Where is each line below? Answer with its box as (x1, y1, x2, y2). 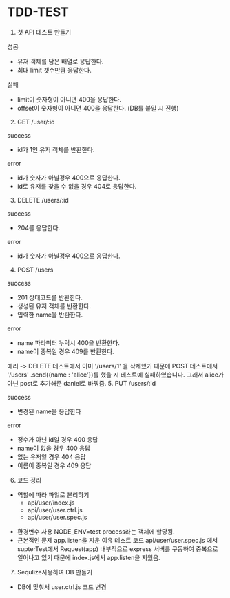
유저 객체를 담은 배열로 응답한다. (17, 57, 104, 66)
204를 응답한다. (17, 223, 61, 232)
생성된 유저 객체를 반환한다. (17, 301, 92, 310)
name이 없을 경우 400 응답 (17, 444, 91, 452)
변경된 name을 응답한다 (17, 407, 81, 415)
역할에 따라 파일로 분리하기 (17, 490, 90, 498)
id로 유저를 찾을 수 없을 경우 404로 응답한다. (17, 182, 137, 190)
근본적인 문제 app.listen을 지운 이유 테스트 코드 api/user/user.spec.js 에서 (17, 536, 218, 544)
